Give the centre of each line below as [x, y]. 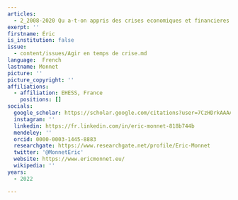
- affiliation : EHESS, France [58, 93]
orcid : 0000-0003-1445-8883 [55, 139]
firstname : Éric [31, 34]
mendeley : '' [33, 133]
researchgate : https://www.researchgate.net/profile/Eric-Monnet [112, 146]
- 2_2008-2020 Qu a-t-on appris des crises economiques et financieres [122, 21]
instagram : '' [34, 119]
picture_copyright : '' [41, 80]
